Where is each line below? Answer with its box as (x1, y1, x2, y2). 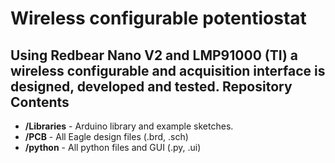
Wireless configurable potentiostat (10, 7, 307, 30)
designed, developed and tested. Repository (10, 78, 293, 95)
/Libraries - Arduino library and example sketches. (24, 120, 234, 132)
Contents (10, 93, 70, 111)
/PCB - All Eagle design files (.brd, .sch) (24, 131, 189, 142)
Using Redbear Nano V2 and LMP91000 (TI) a (10, 47, 299, 64)
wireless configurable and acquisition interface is (10, 62, 326, 79)
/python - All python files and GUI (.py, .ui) (24, 142, 202, 153)
